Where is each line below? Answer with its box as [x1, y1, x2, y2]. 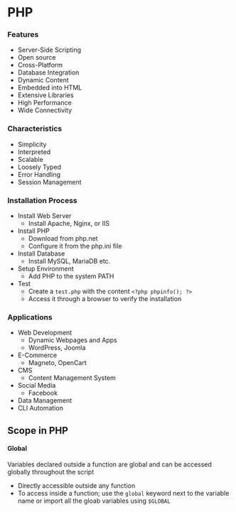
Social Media [17, 381, 56, 390]
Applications [7, 312, 53, 322]
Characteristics [7, 124, 63, 134]
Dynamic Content [17, 76, 69, 85]
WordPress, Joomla [28, 344, 86, 352]
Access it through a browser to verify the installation [28, 295, 182, 303]
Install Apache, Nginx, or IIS [28, 219, 110, 228]
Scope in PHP [7, 424, 69, 437]
